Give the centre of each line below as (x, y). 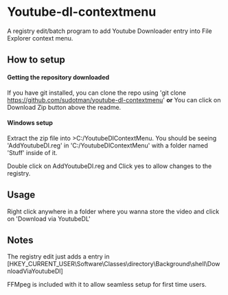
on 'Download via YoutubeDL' (49, 219)
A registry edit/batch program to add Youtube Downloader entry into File (110, 31)
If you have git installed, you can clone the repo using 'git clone (97, 93)
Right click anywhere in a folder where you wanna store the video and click (113, 211)
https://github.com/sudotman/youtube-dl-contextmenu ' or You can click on (114, 99)
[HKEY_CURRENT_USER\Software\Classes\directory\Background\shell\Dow (114, 264)
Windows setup (30, 123)
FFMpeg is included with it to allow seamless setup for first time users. (107, 285)
